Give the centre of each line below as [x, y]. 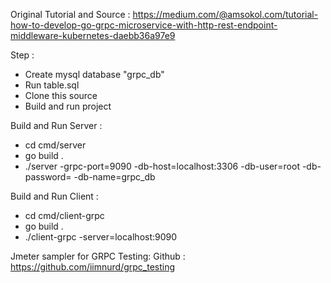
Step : [22, 55]
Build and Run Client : [54, 196]
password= [48, 177]
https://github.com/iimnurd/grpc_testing [93, 267]
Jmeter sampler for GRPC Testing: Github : [98, 256]
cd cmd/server [55, 145]
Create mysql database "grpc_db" [94, 74]
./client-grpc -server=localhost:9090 [101, 237]
